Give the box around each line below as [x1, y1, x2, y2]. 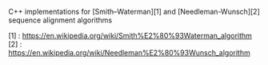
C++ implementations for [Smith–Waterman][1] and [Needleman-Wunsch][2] [8, 7, 260, 16]
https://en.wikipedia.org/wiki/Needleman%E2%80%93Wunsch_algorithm [8, 48, 250, 57]
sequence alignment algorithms [8, 15, 113, 25]
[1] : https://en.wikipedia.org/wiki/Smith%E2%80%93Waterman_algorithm [8, 31, 252, 40]
